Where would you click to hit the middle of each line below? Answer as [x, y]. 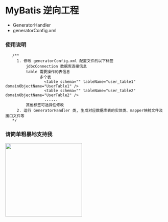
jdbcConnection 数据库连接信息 [56, 66]
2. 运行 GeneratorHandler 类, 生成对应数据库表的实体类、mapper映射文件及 [90, 110]
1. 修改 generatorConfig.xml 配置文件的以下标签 [65, 61]
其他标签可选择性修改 [45, 105]
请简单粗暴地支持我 [29, 135]
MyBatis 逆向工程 [42, 10]
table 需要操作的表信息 [48, 72]
